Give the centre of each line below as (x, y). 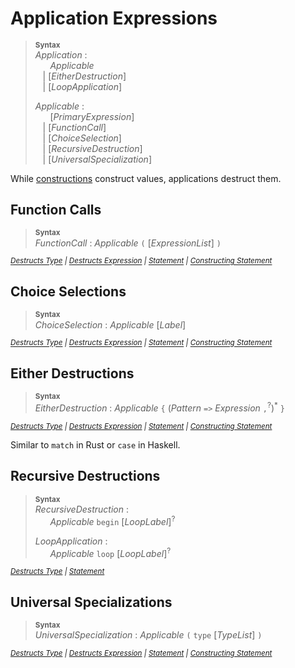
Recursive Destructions (85, 476)
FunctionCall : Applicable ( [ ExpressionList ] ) (128, 243)
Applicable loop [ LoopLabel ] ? (110, 552)
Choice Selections (68, 292)
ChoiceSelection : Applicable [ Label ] (110, 324)
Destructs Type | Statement (57, 572)
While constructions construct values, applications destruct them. (146, 178)
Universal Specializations (91, 602)
